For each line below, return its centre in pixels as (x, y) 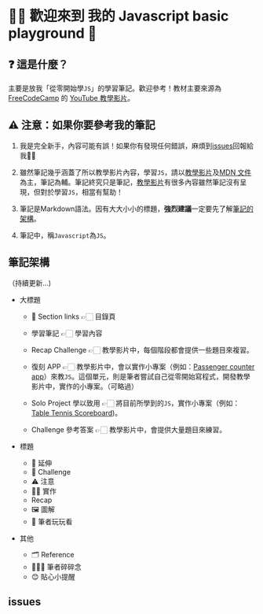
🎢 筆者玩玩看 (52, 521)
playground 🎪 (53, 33)
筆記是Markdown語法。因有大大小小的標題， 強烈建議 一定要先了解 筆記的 (136, 209)
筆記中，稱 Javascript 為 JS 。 (65, 235)
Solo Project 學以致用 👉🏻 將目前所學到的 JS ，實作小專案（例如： (135, 403)
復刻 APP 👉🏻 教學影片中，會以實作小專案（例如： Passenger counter (143, 366)
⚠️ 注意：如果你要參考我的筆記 (82, 126)
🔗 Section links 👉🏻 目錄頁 (73, 316)
